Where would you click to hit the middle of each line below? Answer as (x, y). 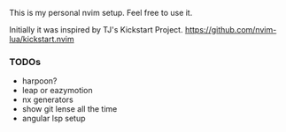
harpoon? (39, 81)
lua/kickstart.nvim (42, 39)
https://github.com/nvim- (231, 29)
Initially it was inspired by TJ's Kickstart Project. (96, 29)
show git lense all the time (70, 109)
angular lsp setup (54, 119)
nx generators (47, 99)
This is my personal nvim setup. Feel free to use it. (101, 13)
